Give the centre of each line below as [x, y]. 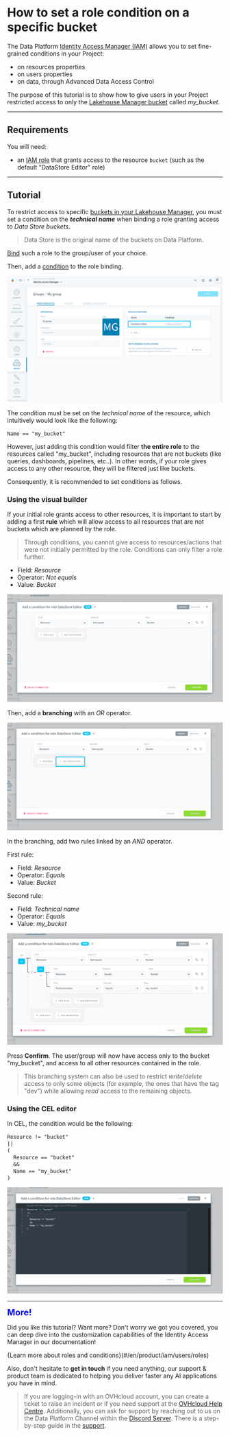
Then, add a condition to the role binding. [65, 266]
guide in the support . [77, 1426]
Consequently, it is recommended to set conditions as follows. [95, 481]
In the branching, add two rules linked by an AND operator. [90, 842]
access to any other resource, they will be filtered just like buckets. [101, 468]
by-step [35, 1426]
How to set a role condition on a [98, 13]
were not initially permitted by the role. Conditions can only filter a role [123, 550]
